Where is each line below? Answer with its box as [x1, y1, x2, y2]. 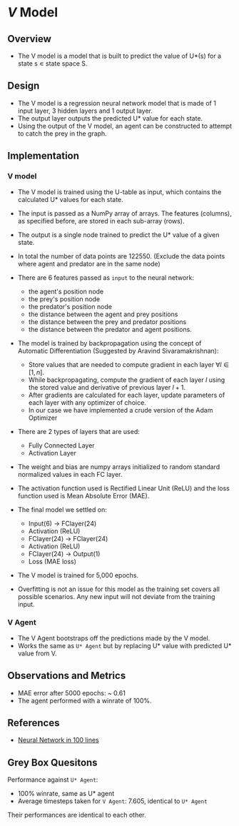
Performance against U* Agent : [7, 775, 98, 784]
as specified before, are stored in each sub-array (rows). [17, 216, 185, 225]
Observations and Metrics [7, 670, 126, 682]
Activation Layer [28, 448, 77, 457]
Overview [7, 33, 52, 45]
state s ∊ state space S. [17, 59, 88, 68]
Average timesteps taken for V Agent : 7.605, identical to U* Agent [17, 797, 208, 805]
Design [7, 80, 40, 92]
